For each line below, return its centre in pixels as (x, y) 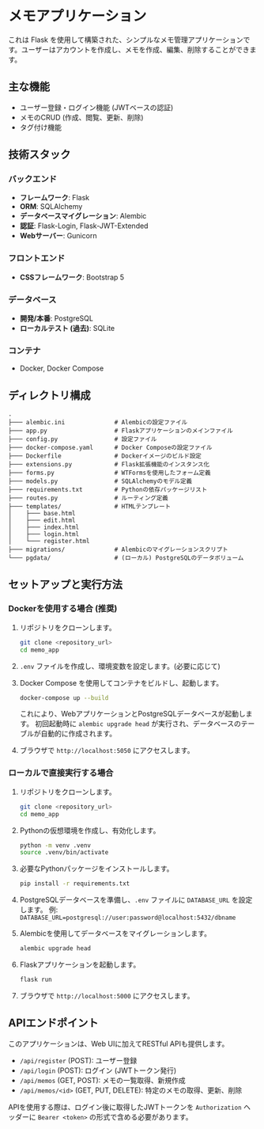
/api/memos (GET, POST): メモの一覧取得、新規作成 (102, 1080)
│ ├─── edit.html (42, 521)
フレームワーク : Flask (54, 198)
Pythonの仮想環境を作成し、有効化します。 (90, 830)
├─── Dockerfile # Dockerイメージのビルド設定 (105, 456)
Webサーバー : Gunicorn (58, 236)
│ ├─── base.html (42, 514)
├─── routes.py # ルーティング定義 (88, 498)
